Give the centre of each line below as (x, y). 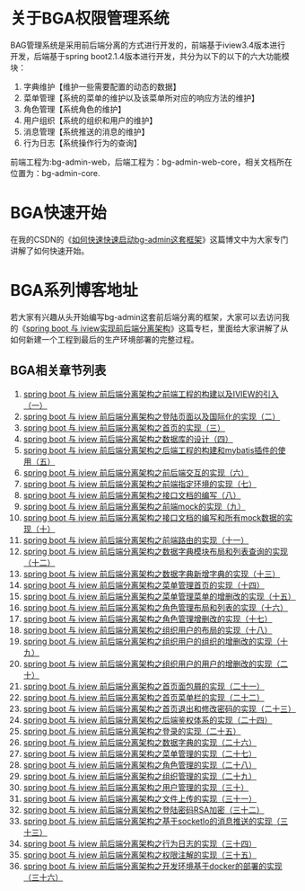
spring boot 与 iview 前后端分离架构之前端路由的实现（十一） (136, 539)
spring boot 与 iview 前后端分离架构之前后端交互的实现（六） (136, 472)
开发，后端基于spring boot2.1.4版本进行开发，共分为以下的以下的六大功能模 (150, 56)
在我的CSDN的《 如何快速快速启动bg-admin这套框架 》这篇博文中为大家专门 (149, 239)
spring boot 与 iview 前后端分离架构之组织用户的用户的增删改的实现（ (152, 664)
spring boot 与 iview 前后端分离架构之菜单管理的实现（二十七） (140, 753)
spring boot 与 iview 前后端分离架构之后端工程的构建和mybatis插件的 (151, 450)
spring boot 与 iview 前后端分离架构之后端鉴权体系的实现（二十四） (148, 719)
